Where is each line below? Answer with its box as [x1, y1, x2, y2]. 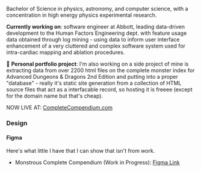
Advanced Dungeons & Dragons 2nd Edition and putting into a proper [6, 73, 179, 80]
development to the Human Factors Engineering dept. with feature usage [6, 29, 187, 37]
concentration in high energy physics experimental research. [6, 11, 157, 19]
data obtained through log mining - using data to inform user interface [6, 36, 180, 43]
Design [6, 118, 28, 127]
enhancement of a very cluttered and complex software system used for [6, 42, 185, 49]
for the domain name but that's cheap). [6, 93, 104, 99]
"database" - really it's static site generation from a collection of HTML [6, 79, 182, 87]
